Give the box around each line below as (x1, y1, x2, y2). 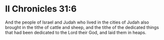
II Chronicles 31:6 (5, 3, 77, 14)
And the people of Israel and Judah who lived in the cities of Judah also (5, 19, 149, 25)
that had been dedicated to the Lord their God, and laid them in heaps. (5, 29, 146, 35)
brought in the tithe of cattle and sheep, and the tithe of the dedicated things (5, 24, 159, 30)
